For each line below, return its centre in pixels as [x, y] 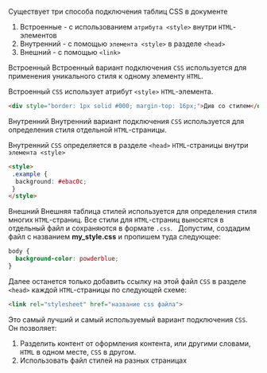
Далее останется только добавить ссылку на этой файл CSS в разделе [127, 281]
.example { [29, 174]
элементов [38, 35]
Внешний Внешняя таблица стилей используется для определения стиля [132, 212]
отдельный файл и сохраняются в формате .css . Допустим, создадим [129, 228]
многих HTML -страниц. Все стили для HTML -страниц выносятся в [116, 220]
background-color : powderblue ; [67, 259]
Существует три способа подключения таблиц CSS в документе [118, 12]
